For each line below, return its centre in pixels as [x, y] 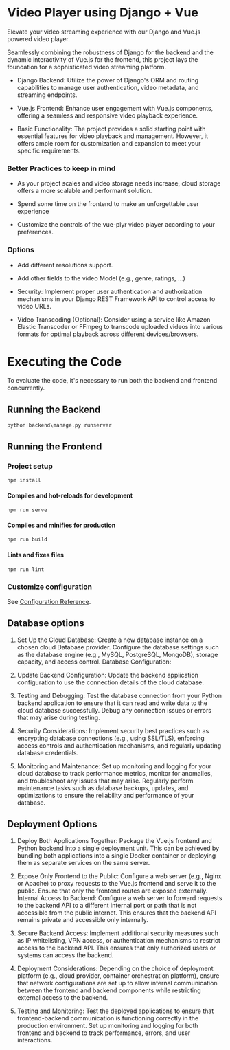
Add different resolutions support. [65, 265]
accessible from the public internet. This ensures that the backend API [116, 913]
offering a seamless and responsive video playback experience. [107, 115]
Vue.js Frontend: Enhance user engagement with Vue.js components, [115, 108]
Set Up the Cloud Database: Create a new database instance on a [110, 640]
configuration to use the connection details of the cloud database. [111, 682]
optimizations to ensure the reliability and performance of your [105, 795]
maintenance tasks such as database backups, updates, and [103, 787]
